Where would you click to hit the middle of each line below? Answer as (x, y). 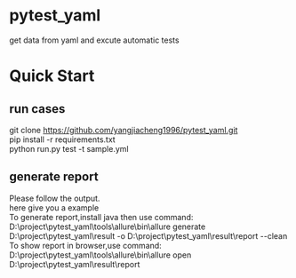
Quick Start (52, 76)
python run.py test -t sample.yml (69, 148)
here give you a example (54, 207)
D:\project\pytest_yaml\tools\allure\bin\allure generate (108, 226)
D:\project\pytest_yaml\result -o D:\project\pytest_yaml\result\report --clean (148, 235)
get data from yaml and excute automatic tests (94, 40)
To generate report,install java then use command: (101, 217)
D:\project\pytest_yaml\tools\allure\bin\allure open (100, 255)
